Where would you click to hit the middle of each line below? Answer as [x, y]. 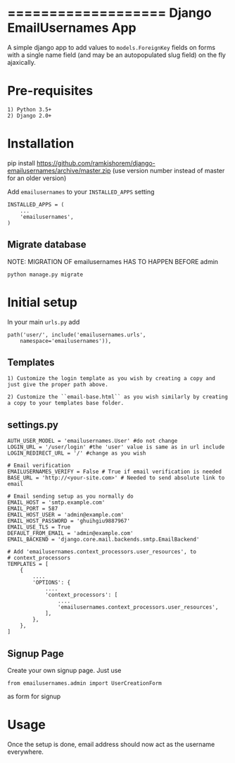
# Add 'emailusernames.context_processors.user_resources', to [102, 552]
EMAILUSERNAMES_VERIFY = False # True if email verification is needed [114, 472]
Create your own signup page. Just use [64, 670]
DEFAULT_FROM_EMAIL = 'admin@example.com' [70, 534]
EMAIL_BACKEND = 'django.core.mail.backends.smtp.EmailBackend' [103, 540]
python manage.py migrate [45, 275]
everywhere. [26, 752]
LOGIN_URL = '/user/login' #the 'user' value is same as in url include [116, 447]
